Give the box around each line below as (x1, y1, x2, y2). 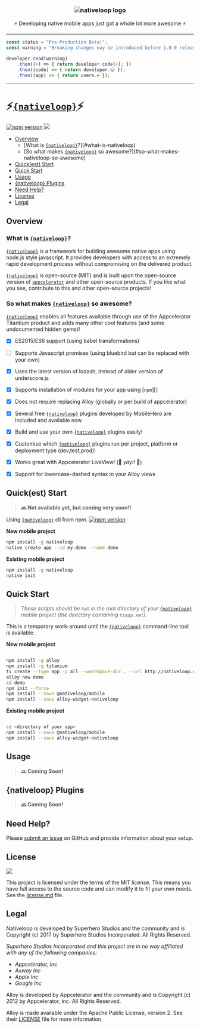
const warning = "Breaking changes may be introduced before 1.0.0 (6, 45, 177, 51)
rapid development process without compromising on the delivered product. (6, 260, 193, 268)
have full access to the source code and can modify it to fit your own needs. (6, 885, 193, 892)
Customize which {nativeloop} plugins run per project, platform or (14, 440, 179, 447)
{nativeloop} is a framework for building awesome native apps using (6, 248, 176, 255)
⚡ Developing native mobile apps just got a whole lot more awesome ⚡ (14, 20, 186, 27)
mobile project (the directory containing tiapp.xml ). (20, 611, 148, 618)
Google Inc (14, 980, 42, 987)
